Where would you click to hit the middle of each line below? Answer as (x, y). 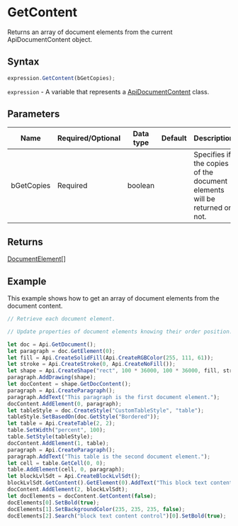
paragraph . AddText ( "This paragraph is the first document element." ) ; (114, 397)
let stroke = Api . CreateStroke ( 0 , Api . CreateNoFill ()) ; (91, 364)
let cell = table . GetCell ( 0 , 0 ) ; (57, 463)
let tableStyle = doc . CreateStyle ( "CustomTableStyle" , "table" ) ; (106, 410)
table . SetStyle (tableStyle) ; (50, 437)
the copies (211, 164)
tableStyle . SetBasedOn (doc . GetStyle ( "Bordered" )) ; (84, 417)
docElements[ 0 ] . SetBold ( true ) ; (53, 503)
